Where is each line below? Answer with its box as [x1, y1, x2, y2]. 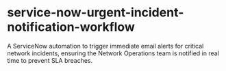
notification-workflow [7, 19, 135, 35]
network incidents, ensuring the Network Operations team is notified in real [7, 49, 219, 57]
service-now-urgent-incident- [7, 5, 184, 20]
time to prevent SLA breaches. [7, 56, 93, 64]
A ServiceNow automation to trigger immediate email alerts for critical [7, 42, 204, 50]
